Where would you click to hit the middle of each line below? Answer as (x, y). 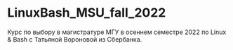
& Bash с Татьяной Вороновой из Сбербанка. (75, 39)
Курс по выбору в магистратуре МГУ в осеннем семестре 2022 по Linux (117, 32)
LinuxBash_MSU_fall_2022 (87, 13)
